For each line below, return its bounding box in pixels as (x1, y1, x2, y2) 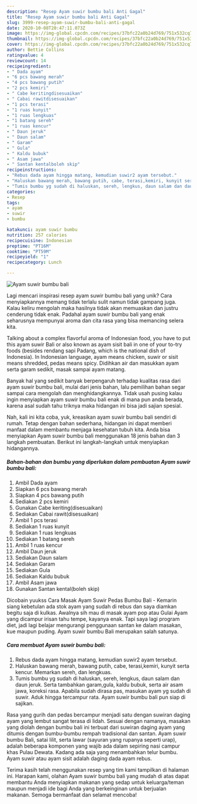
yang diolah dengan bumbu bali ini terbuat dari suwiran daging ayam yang (6, 724, 185, 731)
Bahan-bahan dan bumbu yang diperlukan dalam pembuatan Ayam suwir (6, 458, 191, 465)
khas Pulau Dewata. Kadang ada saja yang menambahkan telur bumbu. (6, 748, 178, 755)
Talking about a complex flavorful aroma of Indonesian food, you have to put (6, 335, 191, 341)
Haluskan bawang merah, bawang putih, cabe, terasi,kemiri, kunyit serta (15, 662, 189, 670)
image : (6, 31, 23, 36)
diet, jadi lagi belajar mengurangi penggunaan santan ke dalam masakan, (6, 621, 182, 628)
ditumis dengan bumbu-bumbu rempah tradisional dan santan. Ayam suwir (6, 729, 186, 737)
